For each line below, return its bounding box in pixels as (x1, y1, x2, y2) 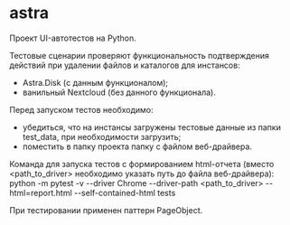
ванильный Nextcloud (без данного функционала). (22, 87, 217, 98)
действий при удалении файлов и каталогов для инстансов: (9, 60, 241, 70)
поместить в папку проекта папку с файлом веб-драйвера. (22, 141, 253, 152)
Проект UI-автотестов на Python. (9, 33, 137, 43)
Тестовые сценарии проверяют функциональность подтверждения (9, 50, 269, 61)
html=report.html (9, 187, 72, 198)
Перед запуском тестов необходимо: (9, 104, 154, 115)
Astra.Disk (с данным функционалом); (22, 77, 169, 88)
